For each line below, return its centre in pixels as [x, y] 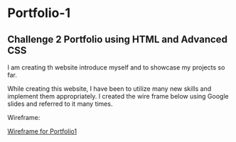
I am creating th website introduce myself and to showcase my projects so [116, 67]
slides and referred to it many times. [60, 104]
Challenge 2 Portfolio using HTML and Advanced [117, 39]
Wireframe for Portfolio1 [42, 131]
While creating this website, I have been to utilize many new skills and [109, 89]
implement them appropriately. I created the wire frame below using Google [118, 96]
